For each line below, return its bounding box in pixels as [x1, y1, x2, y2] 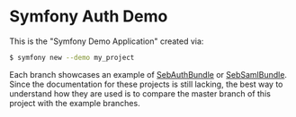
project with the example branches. [9, 97, 141, 108]
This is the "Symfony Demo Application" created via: [9, 36, 204, 46]
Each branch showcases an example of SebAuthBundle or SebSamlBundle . [9, 69, 288, 79]
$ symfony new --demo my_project [9, 53, 135, 62]
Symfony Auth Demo [9, 6, 168, 27]
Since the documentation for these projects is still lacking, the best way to [9, 79, 283, 89]
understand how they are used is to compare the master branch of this [9, 88, 272, 99]
